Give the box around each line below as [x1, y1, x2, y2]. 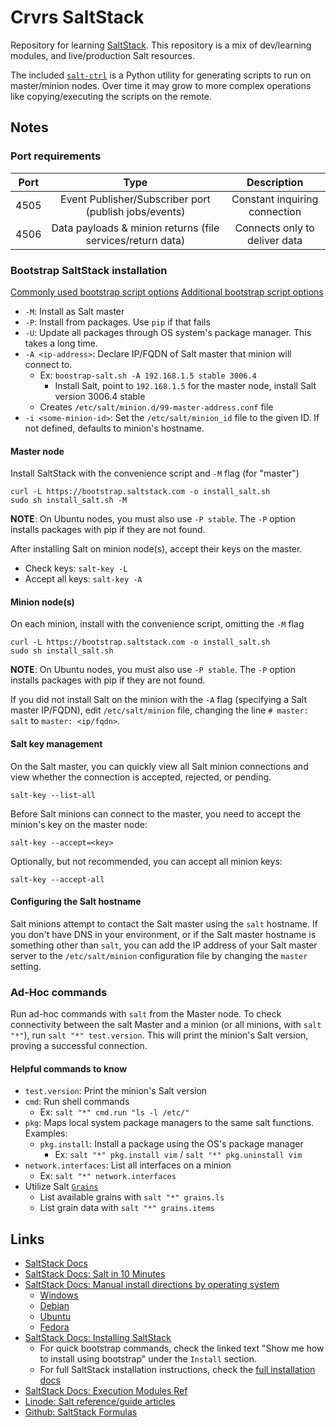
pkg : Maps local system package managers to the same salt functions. [24, 1117, 315, 1129]
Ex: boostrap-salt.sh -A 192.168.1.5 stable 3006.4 [39, 369, 257, 381]
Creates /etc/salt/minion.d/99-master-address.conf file [39, 401, 274, 413]
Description [246, 175, 304, 189]
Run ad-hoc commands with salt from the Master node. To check [10, 1008, 282, 1020]
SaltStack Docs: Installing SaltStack [24, 1332, 172, 1344]
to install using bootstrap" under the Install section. [39, 1353, 257, 1365]
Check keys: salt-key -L [24, 562, 128, 575]
